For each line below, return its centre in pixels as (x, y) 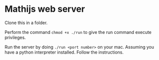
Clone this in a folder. (26, 23)
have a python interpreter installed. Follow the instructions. (64, 52)
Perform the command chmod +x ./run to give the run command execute (78, 32)
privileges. (15, 37)
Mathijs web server (45, 9)
